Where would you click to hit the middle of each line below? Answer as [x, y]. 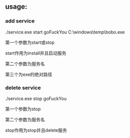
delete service [23, 87]
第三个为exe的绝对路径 [29, 74]
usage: [16, 7]
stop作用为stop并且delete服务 [36, 130]
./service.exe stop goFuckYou [36, 98]
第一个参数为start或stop [30, 42]
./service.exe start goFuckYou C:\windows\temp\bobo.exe [65, 32]
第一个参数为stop [23, 109]
